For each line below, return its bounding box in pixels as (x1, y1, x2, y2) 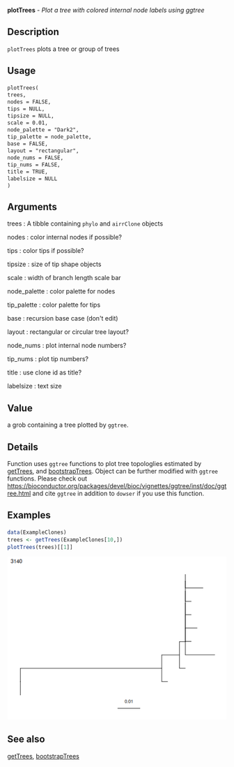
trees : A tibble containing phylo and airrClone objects (7, 219, 164, 228)
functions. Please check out (7, 474, 88, 483)
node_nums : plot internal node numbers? (7, 342, 127, 350)
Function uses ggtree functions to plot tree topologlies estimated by (7, 460, 202, 468)
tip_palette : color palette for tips (7, 300, 101, 309)
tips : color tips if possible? (7, 247, 85, 255)
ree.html (7, 489, 31, 498)
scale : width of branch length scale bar (7, 274, 121, 282)
